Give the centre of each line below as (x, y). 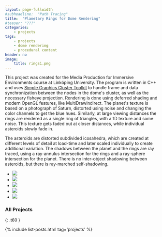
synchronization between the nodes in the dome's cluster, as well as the (77, 93)
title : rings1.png (32, 63)
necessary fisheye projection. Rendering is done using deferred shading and (81, 98)
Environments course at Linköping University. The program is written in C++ (81, 82)
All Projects (19, 210)
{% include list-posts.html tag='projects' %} (49, 229)
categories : (17, 28)
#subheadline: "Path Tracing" (37, 14)
